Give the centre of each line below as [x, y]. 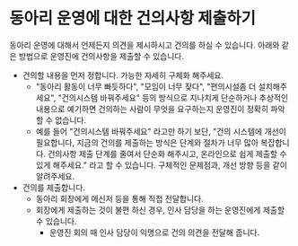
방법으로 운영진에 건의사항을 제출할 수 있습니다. [101, 56]
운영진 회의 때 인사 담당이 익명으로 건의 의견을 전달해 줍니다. [154, 232]
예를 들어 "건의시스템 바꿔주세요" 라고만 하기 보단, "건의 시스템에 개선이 [161, 131]
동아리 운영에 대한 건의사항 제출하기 [132, 18]
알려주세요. [55, 176]
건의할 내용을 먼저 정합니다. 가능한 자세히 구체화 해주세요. [123, 75]
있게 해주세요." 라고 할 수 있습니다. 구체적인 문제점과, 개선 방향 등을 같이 [161, 165]
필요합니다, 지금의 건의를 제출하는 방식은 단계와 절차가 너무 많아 [147, 142]
